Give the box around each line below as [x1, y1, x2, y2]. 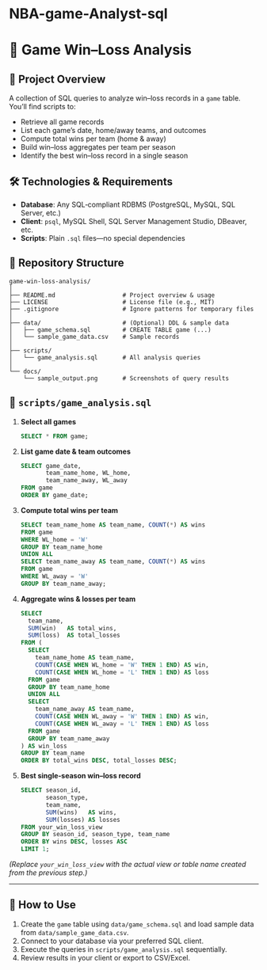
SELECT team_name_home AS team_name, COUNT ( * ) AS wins [20, 520, 206, 529]
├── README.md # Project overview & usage [9, 291, 216, 299]
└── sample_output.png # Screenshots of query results [23, 374, 229, 382]
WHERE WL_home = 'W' [20, 535, 89, 543]
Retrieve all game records [20, 117, 105, 127]
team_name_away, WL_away [45, 477, 128, 485]
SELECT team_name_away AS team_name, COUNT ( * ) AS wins [20, 557, 206, 566]
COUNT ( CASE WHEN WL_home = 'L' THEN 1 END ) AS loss [35, 668, 209, 676]
